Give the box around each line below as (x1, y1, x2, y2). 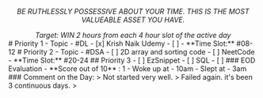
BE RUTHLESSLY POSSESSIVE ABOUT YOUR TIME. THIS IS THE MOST (17, 7, 250, 16)
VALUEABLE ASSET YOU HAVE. (81, 15, 185, 24)
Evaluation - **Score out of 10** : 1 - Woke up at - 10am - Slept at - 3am (8, 64, 247, 73)
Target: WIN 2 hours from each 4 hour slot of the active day (35, 31, 231, 40)
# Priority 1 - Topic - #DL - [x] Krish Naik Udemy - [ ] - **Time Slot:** (8, 39, 235, 48)
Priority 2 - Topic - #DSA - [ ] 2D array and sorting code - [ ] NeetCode (23, 47, 255, 56)
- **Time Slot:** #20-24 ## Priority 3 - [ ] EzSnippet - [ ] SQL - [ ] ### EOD (8, 55, 256, 65)
